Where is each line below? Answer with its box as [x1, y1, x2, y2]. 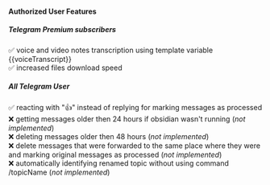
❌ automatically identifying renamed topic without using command [8, 158, 230, 168]
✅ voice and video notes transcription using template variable [8, 45, 214, 55]
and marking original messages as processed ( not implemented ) [8, 150, 222, 159]
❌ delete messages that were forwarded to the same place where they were [8, 141, 260, 150]
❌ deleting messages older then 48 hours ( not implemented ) [8, 131, 210, 141]
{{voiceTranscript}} [8, 54, 73, 64]
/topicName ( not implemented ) [8, 167, 110, 177]
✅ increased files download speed [8, 63, 123, 72]
